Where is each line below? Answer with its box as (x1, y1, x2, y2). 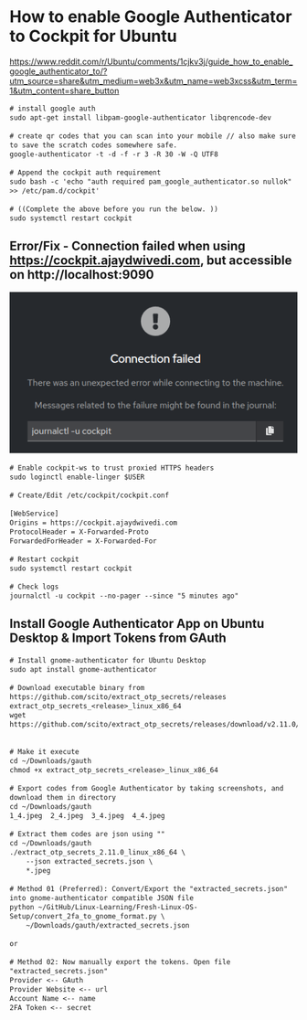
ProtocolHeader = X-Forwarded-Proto (9, 527, 149, 537)
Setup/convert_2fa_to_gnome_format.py (9, 911, 157, 920)
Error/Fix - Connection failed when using (9, 239, 246, 254)
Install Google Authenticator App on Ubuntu (9, 616, 265, 632)
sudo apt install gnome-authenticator (9, 664, 157, 674)
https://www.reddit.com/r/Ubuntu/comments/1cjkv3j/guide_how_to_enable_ (9, 56, 293, 67)
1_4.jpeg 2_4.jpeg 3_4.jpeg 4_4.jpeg (9, 811, 166, 820)
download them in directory (9, 792, 117, 802)
